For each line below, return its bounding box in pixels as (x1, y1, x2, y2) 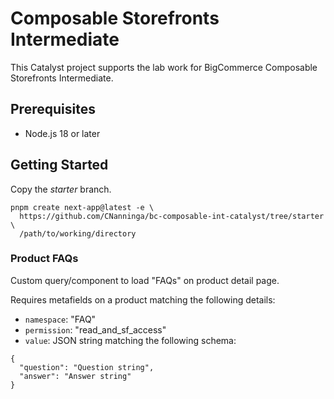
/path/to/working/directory (19, 228, 137, 239)
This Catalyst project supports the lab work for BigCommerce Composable (10, 61, 318, 73)
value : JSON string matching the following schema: (24, 334, 237, 346)
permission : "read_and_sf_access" (24, 323, 167, 336)
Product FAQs (10, 252, 79, 266)
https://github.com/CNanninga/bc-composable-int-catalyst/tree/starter (19, 211, 325, 221)
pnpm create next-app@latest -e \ (10, 202, 155, 212)
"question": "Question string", (19, 362, 155, 372)
